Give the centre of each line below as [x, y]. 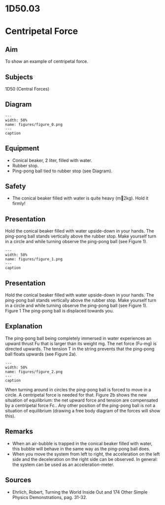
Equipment [22, 148]
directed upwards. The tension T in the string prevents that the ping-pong [80, 349]
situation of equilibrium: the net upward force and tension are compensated [82, 400]
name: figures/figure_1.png [34, 259]
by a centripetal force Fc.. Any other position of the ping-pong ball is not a [80, 405]
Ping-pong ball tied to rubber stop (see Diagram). [62, 171]
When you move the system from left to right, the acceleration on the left [86, 454]
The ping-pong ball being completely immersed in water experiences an [78, 338]
